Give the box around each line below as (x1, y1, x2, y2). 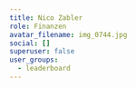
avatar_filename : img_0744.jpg (9, 30, 128, 39)
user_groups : (9, 55, 59, 64)
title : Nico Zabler (9, 13, 83, 23)
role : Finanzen (9, 22, 67, 31)
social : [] (9, 38, 51, 48)
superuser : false (9, 47, 75, 56)
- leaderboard (17, 64, 71, 73)
